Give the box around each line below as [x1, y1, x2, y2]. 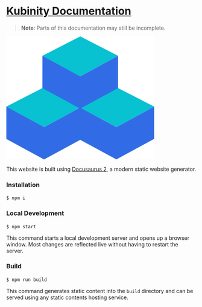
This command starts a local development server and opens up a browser [6, 234, 190, 242]
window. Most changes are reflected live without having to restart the [6, 240, 178, 248]
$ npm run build [6, 277, 47, 283]
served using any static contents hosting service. [6, 294, 128, 301]
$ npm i [6, 195, 26, 201]
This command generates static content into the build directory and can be [6, 287, 194, 294]
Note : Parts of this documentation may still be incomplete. [21, 24, 166, 31]
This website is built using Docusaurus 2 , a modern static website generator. [6, 165, 197, 173]
